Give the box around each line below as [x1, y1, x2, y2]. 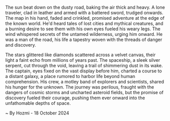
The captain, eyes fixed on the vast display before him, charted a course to [5, 68, 162, 74]
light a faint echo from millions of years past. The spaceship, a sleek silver [5, 57, 160, 63]
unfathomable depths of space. [5, 100, 71, 106]
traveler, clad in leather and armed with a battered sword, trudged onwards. [5, 10, 163, 16]
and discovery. [5, 42, 37, 48]
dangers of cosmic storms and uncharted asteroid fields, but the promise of [5, 90, 164, 95]
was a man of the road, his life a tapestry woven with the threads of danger [5, 36, 162, 43]
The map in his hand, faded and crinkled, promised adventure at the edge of [5, 15, 165, 21]
